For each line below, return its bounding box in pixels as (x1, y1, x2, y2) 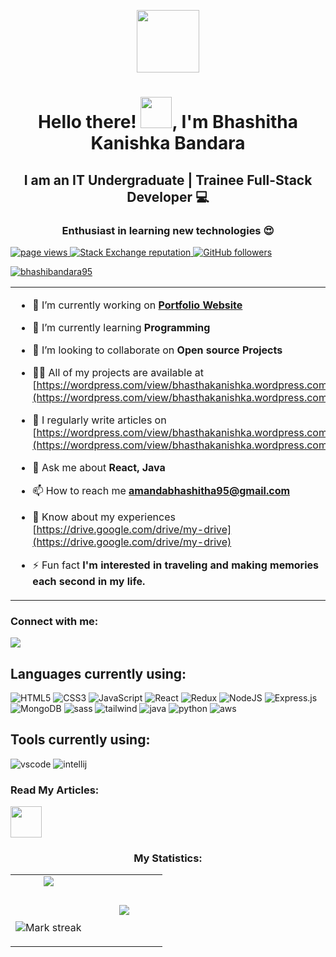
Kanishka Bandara (90, 132, 246, 155)
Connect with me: (10, 614, 99, 628)
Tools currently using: (10, 731, 151, 749)
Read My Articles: (10, 783, 100, 797)
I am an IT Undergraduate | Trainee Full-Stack (23, 171, 313, 189)
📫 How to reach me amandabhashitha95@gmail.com (32, 483, 291, 497)
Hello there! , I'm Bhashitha (37, 111, 299, 134)
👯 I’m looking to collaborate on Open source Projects (32, 343, 283, 357)
